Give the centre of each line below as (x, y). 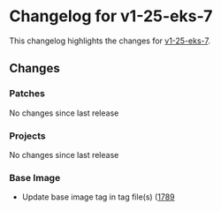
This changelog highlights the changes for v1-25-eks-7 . (110, 41)
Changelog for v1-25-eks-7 (111, 16)
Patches (27, 94)
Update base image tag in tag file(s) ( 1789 (98, 197)
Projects (27, 136)
